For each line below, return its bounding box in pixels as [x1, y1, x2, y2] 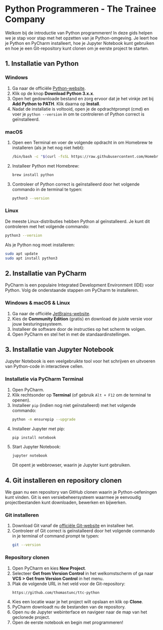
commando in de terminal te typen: [12, 186, 83, 192]
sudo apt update [5, 251, 38, 256]
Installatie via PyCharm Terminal [5, 376, 84, 382]
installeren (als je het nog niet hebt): [12, 145, 85, 151]
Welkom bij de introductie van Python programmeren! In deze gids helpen [5, 30, 153, 36]
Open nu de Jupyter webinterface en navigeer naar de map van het [12, 609, 147, 615]
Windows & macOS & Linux [5, 300, 71, 306]
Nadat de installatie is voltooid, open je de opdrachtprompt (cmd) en [12, 106, 149, 112]
